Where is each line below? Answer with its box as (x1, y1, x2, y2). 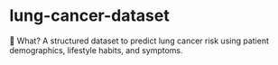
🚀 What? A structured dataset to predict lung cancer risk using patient (9, 35, 269, 46)
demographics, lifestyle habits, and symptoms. (9, 44, 183, 55)
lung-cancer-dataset (9, 5, 170, 26)
